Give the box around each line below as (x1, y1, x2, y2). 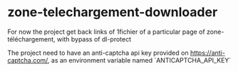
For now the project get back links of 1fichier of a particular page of (7, 27, 205, 36)
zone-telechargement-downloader (7, 4, 218, 20)
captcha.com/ (7, 56, 48, 64)
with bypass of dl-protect (56, 34, 132, 43)
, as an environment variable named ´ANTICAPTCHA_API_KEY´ (47, 56, 232, 64)
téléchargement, (7, 34, 56, 43)
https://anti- (190, 49, 226, 57)
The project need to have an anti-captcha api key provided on (7, 49, 189, 57)
